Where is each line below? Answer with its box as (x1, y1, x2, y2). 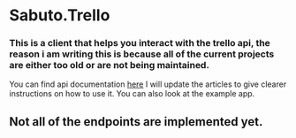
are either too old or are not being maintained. (9, 59, 210, 72)
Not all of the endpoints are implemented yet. (9, 114, 263, 129)
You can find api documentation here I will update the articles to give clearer (9, 79, 287, 89)
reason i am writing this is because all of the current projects (9, 48, 275, 60)
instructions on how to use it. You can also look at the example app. (9, 88, 255, 99)
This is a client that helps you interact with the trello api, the (9, 37, 271, 50)
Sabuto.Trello (9, 5, 110, 26)
